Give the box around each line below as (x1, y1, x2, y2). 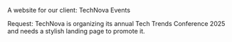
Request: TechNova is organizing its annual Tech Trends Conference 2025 (7, 20, 226, 27)
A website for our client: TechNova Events (7, 6, 130, 14)
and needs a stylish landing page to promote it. (7, 27, 146, 35)
